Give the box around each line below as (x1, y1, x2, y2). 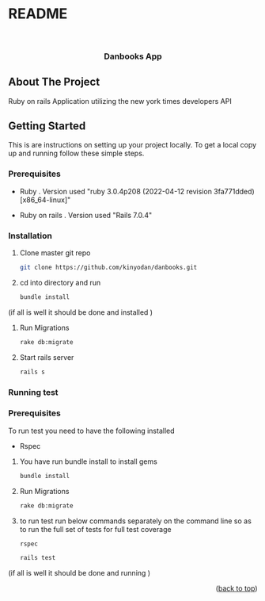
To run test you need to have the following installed (8, 426, 176, 435)
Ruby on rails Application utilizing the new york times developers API (8, 96, 232, 105)
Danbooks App (104, 51, 162, 62)
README (8, 5, 68, 23)
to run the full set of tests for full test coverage (19, 524, 172, 534)
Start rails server (19, 352, 74, 362)
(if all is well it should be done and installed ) (8, 307, 153, 317)
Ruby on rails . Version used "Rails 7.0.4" (19, 210, 153, 220)
